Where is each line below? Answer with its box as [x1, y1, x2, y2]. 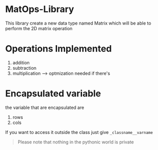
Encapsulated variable [5, 88, 101, 99]
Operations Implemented [5, 43, 112, 55]
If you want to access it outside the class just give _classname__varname [5, 129, 153, 135]
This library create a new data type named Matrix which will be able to [5, 20, 151, 26]
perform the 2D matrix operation [5, 25, 73, 31]
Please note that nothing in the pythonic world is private [17, 139, 134, 145]
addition [12, 59, 30, 66]
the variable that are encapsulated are [5, 104, 84, 110]
